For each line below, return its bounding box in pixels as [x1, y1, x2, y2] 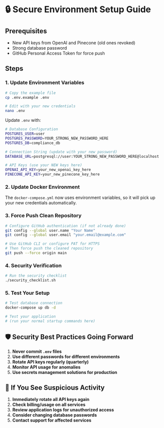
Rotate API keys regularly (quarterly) [12, 359, 89, 365]
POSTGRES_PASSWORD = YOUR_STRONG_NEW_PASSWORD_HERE [5, 136, 109, 141]
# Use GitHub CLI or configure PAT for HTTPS [5, 241, 100, 246]
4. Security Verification [5, 262, 62, 269]
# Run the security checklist [5, 273, 67, 278]
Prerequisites [5, 27, 47, 35]
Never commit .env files [12, 348, 62, 354]
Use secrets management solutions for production [12, 369, 118, 375]
